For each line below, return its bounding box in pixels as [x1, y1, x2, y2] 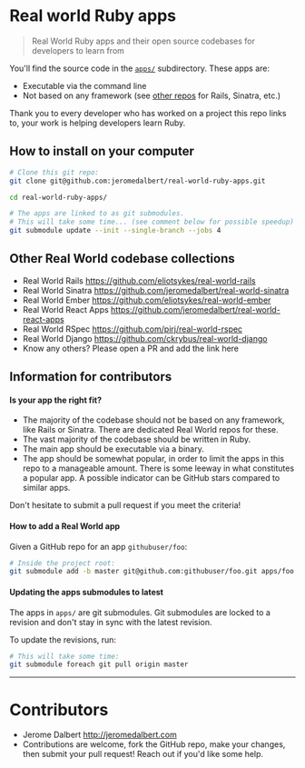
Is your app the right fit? [9, 394, 103, 405]
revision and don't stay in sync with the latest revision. [9, 616, 212, 627]
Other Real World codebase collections [9, 251, 235, 266]
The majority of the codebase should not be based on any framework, [22, 414, 285, 425]
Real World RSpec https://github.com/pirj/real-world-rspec [22, 324, 243, 334]
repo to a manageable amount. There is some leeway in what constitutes [22, 463, 295, 474]
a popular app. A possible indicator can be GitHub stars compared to [22, 473, 280, 484]
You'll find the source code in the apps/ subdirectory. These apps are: [9, 63, 271, 74]
